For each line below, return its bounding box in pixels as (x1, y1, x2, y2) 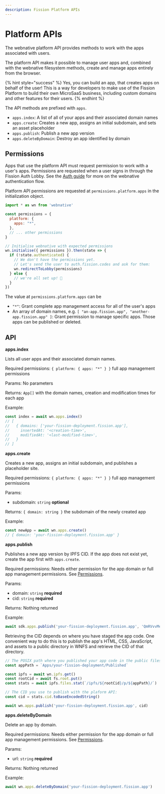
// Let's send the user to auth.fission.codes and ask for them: (14, 262, 151, 267)
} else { (9, 271, 27, 276)
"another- (130, 309, 150, 315)
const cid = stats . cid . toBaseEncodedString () (5, 694, 100, 699)
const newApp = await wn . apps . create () (5, 528, 87, 533)
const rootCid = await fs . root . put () (5, 676, 82, 681)
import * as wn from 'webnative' (5, 203, 74, 208)
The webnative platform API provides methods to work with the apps (5, 45, 144, 51)
